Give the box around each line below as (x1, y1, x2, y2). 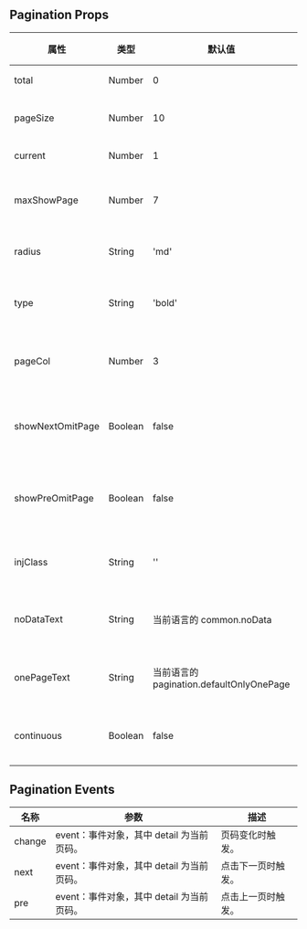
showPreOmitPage (14, 491, 94, 504)
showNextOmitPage (14, 419, 101, 432)
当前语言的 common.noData (152, 613, 272, 626)
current (14, 149, 46, 162)
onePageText (14, 670, 70, 683)
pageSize (14, 111, 55, 124)
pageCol (14, 354, 51, 367)
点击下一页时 (220, 859, 277, 871)
